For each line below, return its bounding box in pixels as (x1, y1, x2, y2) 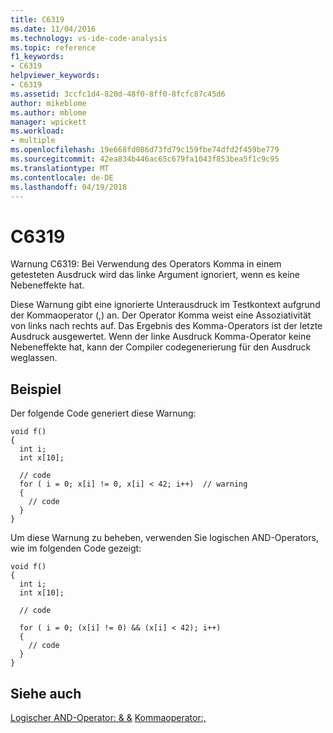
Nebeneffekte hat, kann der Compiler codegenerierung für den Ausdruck (10, 341, 312, 353)
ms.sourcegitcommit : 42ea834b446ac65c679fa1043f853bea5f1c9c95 (10, 154, 280, 164)
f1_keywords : (10, 52, 65, 62)
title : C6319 (10, 14, 65, 25)
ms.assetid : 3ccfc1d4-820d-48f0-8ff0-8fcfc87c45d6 (10, 89, 226, 99)
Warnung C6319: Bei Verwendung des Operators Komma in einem (10, 258, 282, 270)
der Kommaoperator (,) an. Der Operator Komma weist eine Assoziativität (10, 309, 312, 321)
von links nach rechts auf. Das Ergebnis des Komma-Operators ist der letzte (10, 320, 323, 332)
